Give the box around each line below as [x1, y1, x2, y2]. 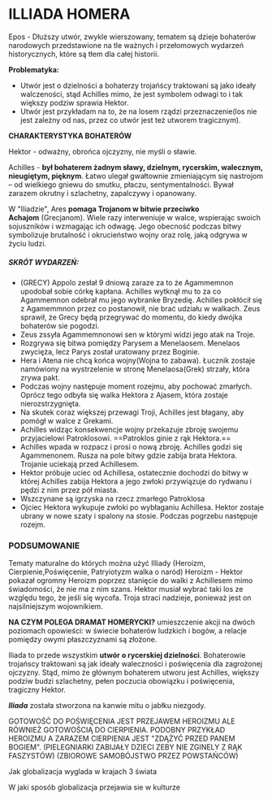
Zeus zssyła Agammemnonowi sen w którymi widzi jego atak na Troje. [19, 329, 256, 339]
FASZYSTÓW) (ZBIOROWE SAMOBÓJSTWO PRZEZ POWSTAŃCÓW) [8, 751, 239, 761]
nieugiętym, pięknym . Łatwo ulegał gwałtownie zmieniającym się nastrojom [8, 171, 264, 180]
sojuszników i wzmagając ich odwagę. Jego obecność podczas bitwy [8, 221, 242, 231]
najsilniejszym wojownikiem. [8, 602, 103, 611]
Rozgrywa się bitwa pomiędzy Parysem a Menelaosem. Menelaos [19, 338, 240, 348]
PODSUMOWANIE [8, 540, 80, 551]
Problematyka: [8, 64, 59, 74]
